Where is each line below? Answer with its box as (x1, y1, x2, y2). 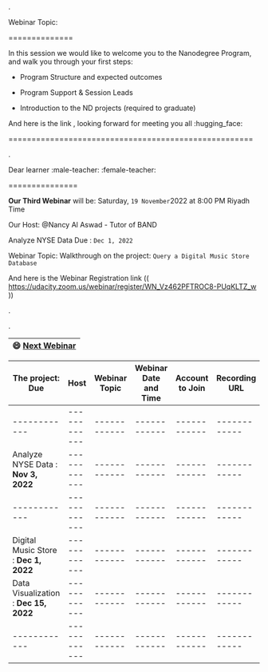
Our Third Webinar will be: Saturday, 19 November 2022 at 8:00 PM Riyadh (8, 196, 250, 205)
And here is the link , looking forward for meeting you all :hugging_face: (8, 119, 243, 128)
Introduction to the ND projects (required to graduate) (19, 103, 196, 113)
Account (175, 373, 209, 383)
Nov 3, (12, 469, 38, 480)
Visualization (12, 587, 61, 599)
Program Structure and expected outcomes (19, 73, 163, 81)
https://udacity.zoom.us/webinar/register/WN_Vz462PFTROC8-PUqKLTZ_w (8, 282, 257, 291)
